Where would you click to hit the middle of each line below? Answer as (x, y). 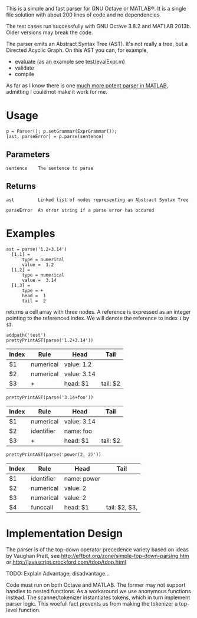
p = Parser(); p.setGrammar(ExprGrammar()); (62, 131)
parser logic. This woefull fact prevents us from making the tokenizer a (92, 604)
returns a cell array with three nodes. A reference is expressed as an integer (98, 311)
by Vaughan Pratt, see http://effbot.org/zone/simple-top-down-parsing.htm (98, 556)
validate (24, 68)
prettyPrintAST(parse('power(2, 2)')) (54, 454)
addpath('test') (26, 335)
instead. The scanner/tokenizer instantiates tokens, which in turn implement (98, 597)
